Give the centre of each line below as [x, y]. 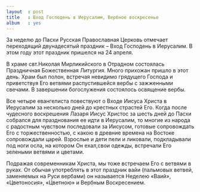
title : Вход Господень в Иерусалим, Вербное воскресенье [83, 17]
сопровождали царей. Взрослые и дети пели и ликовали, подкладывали [99, 139]
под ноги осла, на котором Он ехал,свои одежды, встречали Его [89, 146]
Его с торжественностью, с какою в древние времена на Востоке [90, 133]
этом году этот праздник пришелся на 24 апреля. [70, 53]
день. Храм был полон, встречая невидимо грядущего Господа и [90, 77]
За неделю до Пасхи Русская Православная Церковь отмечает [87, 40]
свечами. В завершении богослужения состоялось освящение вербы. [96, 90]
